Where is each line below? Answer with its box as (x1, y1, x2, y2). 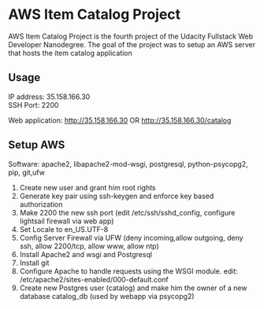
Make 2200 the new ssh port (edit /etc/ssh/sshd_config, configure (19, 208, 236, 217)
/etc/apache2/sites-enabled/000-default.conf (19, 274, 169, 284)
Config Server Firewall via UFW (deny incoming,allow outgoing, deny (19, 233, 244, 242)
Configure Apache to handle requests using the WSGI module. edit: (19, 266, 238, 276)
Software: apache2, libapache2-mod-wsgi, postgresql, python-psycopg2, (8, 159, 248, 168)
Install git (19, 258, 50, 267)
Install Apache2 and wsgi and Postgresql (19, 249, 152, 259)
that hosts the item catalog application (8, 48, 132, 57)
